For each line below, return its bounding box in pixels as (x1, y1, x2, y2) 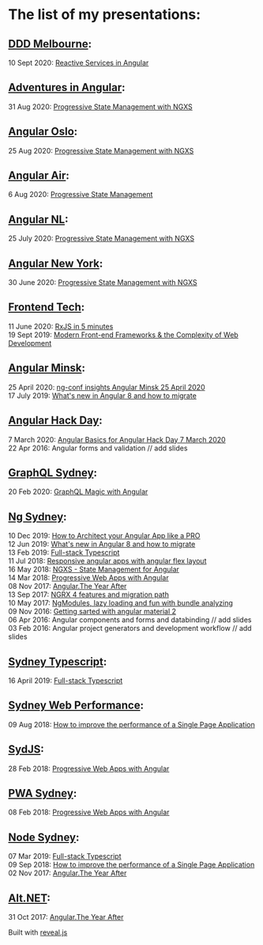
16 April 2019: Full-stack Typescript (8, 675, 123, 685)
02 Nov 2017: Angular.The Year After (8, 868, 127, 878)
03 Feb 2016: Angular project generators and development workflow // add (8, 624, 252, 633)
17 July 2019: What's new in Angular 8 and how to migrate (8, 390, 197, 400)
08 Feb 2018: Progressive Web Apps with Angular (8, 807, 170, 817)
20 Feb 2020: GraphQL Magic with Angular (8, 487, 148, 496)
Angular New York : (8, 256, 103, 270)
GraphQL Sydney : (8, 465, 97, 480)
